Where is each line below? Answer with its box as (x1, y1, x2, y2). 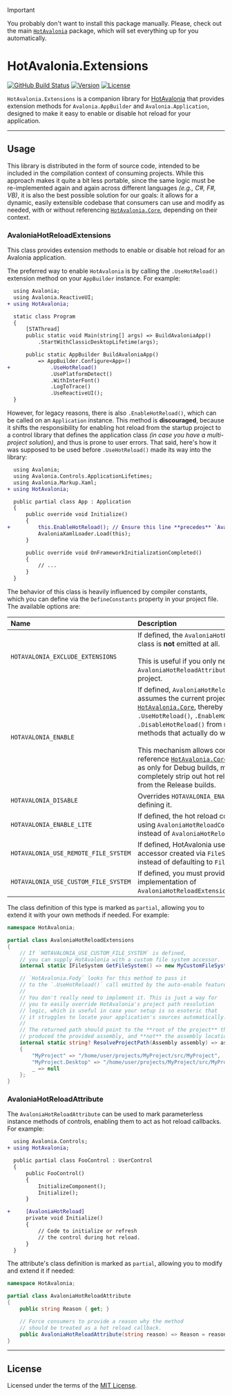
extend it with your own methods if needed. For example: (7, 911, 170, 920)
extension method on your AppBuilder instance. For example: (7, 274, 181, 283)
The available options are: (7, 602, 81, 611)
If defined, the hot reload (137, 812, 218, 821)
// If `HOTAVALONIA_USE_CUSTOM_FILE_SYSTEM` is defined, (19, 949, 187, 956)
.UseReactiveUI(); (50, 390, 104, 397)
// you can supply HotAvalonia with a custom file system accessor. (19, 956, 221, 963)
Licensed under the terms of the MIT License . (7, 1381, 137, 1390)
